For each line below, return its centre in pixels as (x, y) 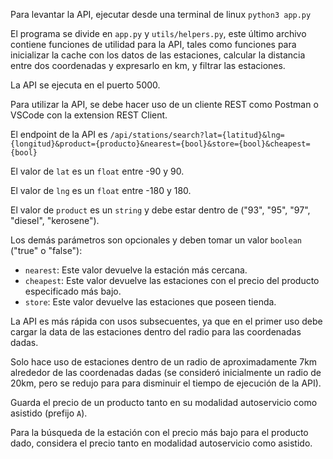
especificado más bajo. (73, 291)
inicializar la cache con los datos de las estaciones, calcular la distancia (158, 55)
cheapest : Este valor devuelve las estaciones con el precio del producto (172, 280)
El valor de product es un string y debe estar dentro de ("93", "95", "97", (160, 210)
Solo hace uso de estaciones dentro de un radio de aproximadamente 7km (164, 362)
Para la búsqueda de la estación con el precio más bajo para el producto (159, 432)
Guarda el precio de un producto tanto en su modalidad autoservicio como (164, 402)
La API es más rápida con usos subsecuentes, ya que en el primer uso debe (166, 321)
